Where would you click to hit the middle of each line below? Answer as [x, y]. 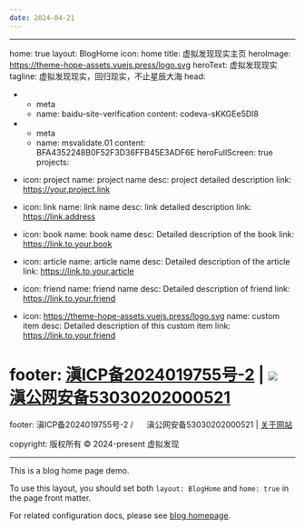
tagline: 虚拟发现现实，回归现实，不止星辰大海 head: [108, 76]
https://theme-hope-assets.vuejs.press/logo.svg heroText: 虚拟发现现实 [143, 65]
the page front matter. [50, 497]
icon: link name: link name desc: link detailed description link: [137, 206]
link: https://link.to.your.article [78, 271]
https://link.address [59, 216]
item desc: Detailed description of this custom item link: [127, 325]
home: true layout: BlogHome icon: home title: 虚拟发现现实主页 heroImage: [150, 53]
